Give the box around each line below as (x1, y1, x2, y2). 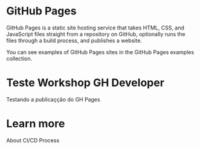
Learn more (6, 117, 65, 130)
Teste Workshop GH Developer (6, 76, 165, 90)
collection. (6, 55, 33, 62)
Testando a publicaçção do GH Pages (6, 96, 101, 103)
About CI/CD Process (6, 136, 60, 144)
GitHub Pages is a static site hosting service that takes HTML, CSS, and (6, 24, 184, 31)
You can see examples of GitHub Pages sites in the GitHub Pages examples (6, 48, 195, 55)
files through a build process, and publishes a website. (6, 37, 142, 44)
